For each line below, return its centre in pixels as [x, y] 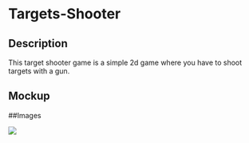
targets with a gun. [39, 71]
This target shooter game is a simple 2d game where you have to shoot [125, 62]
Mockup [29, 96]
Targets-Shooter [65, 14]
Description [38, 44]
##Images [25, 115]
